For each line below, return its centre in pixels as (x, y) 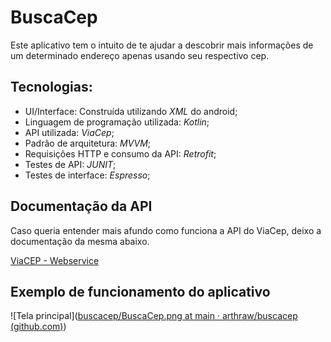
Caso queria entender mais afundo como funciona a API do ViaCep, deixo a (166, 230)
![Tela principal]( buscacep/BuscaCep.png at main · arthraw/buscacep (154, 316)
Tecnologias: (51, 87)
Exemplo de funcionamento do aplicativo (140, 291)
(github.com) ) (38, 327)
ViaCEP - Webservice (55, 260)
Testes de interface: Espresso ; (87, 175)
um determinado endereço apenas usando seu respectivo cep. (140, 55)
